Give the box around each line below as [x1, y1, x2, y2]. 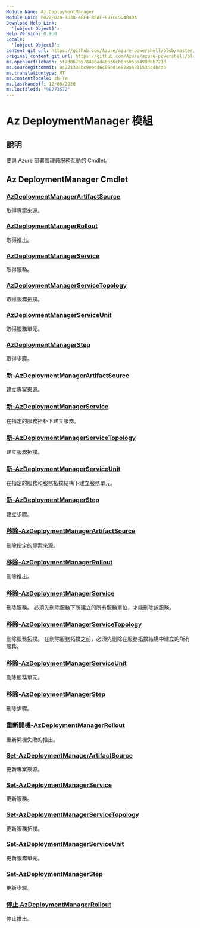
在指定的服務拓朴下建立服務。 [6, 417, 79, 425]
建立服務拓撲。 [6, 448, 43, 455]
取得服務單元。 [6, 325, 43, 332]
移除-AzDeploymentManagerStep [6, 690, 106, 698]
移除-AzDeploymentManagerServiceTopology [6, 620, 142, 628]
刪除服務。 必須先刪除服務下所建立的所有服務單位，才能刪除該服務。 [6, 604, 174, 611]
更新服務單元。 [6, 854, 43, 862]
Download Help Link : [6, 20, 58, 26]
